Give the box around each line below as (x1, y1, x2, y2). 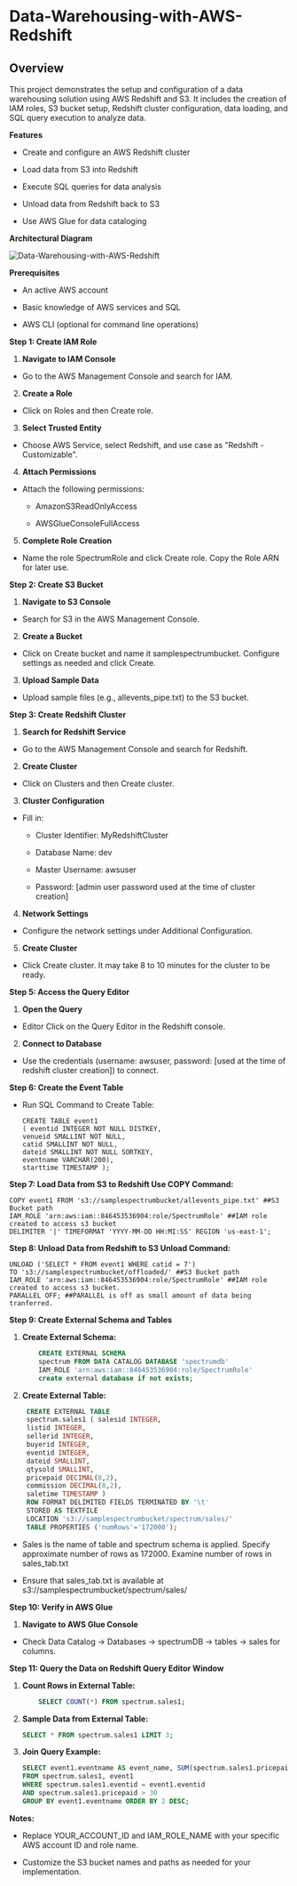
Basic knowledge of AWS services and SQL (21, 302, 182, 312)
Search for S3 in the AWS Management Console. (21, 614, 200, 624)
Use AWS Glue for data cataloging (21, 216, 147, 226)
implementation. (21, 1866, 82, 1877)
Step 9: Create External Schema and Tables (9, 1314, 173, 1325)
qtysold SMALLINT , (26, 1465, 95, 1473)
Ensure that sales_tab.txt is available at (21, 1575, 164, 1585)
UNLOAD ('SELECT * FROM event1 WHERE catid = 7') (9, 1260, 197, 1269)
